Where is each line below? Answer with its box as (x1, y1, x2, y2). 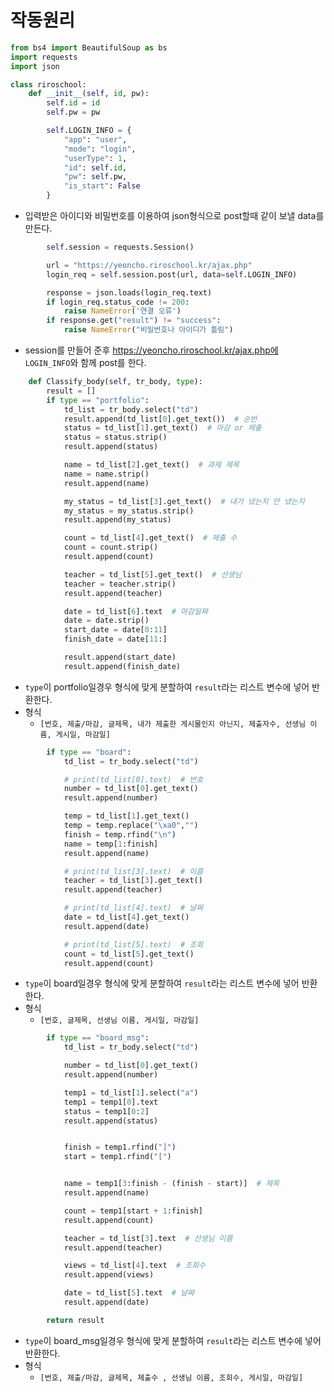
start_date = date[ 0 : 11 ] (63, 625, 168, 635)
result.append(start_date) (63, 652, 177, 663)
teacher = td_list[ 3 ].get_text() (63, 876, 203, 886)
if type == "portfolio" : (46, 395, 150, 405)
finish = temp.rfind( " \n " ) (63, 829, 177, 840)
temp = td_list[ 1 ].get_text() (63, 811, 190, 821)
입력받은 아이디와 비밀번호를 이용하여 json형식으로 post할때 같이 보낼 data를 (24, 210, 325, 222)
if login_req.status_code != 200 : (46, 297, 190, 307)
